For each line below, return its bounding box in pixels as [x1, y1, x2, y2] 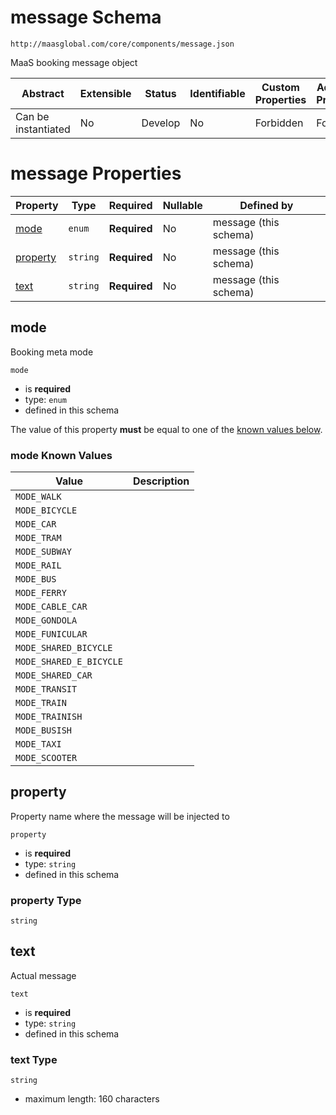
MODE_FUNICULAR [15, 628, 88, 640]
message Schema [10, 6, 162, 29]
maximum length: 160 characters [24, 1093, 160, 1105]
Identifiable [189, 86, 246, 100]
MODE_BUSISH [15, 724, 73, 736]
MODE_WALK [15, 491, 62, 502]
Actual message [10, 969, 77, 981]
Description [132, 474, 190, 488]
